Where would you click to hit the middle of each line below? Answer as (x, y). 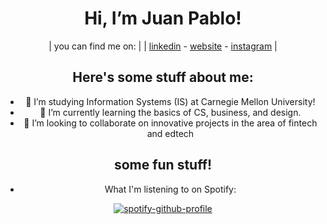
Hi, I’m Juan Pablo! (163, 18)
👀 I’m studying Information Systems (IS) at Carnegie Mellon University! (170, 101)
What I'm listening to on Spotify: (170, 189)
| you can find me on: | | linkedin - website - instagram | (163, 46)
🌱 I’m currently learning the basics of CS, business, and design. (170, 112)
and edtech (170, 133)
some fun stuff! (163, 165)
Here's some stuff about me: (163, 77)
